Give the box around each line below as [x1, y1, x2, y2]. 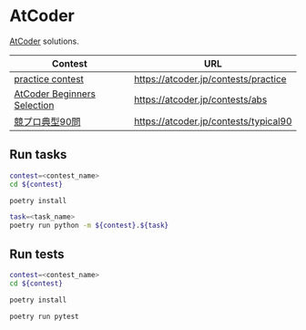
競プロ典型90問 [14, 115, 81, 128]
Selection [14, 98, 55, 111]
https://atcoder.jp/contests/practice [133, 72, 287, 85]
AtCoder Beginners [14, 88, 96, 100]
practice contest [14, 72, 85, 85]
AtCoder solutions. [9, 36, 80, 46]
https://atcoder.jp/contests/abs [133, 93, 268, 106]
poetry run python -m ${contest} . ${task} [9, 221, 169, 231]
